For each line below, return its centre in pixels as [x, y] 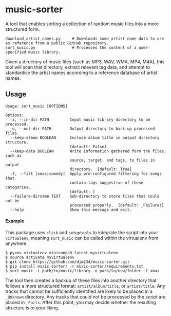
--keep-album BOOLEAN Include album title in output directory [85, 137]
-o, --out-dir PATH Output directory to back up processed [82, 129]
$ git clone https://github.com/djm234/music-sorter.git [68, 262]
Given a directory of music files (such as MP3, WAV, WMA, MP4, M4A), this [85, 62]
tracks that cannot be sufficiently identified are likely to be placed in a [79, 291]
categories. [18, 187]
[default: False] [88, 147]
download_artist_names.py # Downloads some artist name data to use [85, 39]
